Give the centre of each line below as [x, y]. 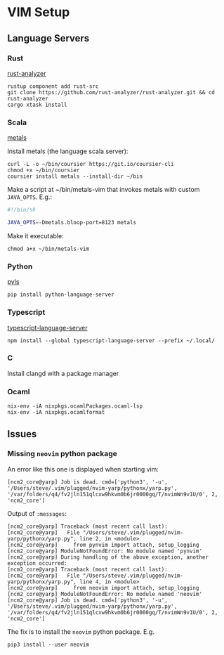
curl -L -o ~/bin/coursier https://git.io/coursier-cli [91, 164]
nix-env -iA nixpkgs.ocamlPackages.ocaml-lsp [75, 406]
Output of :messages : [37, 513]
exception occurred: [38, 563]
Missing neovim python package [62, 454]
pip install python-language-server [61, 295]
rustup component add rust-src [53, 86]
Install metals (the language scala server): [68, 151]
